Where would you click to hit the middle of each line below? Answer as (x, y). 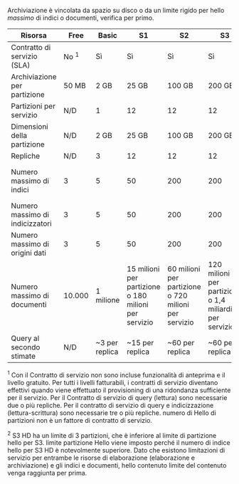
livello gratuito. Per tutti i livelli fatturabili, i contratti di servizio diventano (113, 382)
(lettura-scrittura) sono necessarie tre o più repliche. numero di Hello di (112, 413)
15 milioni (143, 269)
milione (108, 300)
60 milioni (184, 269)
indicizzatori (31, 223)
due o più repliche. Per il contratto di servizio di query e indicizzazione (111, 405)
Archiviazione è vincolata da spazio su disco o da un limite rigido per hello (116, 10)
